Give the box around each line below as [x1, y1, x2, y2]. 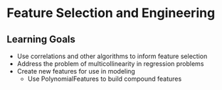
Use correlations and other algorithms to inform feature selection [16, 52, 208, 60]
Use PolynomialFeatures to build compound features [27, 74, 182, 83]
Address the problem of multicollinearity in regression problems [16, 60, 204, 68]
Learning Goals [6, 33, 76, 45]
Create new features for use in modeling [16, 67, 136, 75]
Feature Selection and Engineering [6, 5, 216, 21]
